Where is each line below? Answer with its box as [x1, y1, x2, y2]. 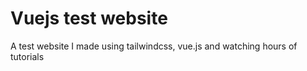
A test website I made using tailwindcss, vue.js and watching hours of [10, 40, 298, 52]
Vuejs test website [10, 7, 168, 30]
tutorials [10, 50, 45, 62]
